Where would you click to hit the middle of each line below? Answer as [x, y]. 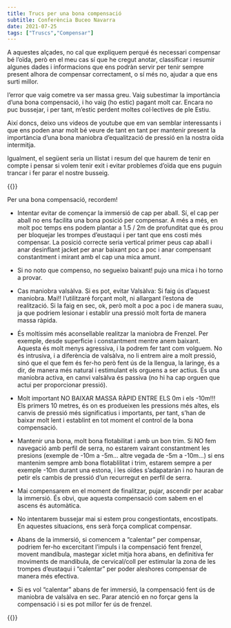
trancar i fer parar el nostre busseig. [58, 173]
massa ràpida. [37, 321]
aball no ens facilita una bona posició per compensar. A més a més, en [118, 221]
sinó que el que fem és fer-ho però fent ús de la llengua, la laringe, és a [118, 363]
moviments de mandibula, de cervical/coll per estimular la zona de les [116, 562]
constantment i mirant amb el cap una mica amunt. [89, 257]
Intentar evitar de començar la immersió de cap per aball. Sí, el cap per [118, 213]
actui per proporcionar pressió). [62, 385]
